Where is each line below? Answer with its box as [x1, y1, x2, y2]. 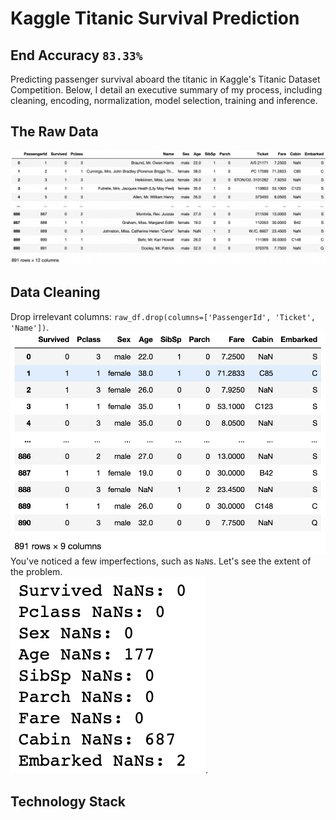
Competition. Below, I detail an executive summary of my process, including [10, 84, 323, 96]
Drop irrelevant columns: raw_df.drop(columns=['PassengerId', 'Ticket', [10, 310, 316, 322]
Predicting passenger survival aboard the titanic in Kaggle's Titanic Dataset [10, 73, 321, 85]
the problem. [10, 566, 63, 578]
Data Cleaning [10, 284, 101, 301]
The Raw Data [10, 123, 99, 141]
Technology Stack [10, 793, 126, 810]
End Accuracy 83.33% [10, 47, 143, 64]
